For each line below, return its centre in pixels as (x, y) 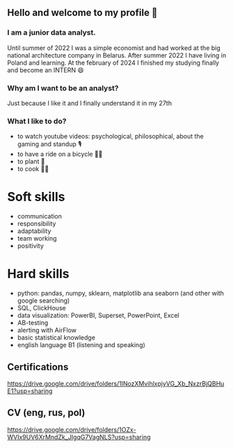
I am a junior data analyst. (51, 33)
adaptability (34, 231)
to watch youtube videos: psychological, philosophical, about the (110, 136)
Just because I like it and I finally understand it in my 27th (90, 103)
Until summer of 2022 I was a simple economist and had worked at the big (114, 48)
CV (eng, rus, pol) (46, 413)
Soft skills (36, 197)
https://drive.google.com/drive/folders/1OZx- (72, 429)
